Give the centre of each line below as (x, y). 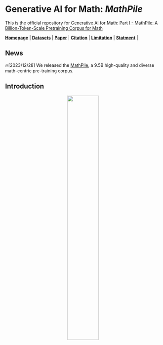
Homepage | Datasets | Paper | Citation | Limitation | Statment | (72, 38)
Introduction (25, 86)
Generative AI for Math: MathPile (74, 9)
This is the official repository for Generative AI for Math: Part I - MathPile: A (81, 23)
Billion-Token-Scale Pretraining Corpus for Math (54, 28)
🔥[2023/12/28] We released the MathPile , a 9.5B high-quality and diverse (80, 65)
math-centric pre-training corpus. (40, 71)
